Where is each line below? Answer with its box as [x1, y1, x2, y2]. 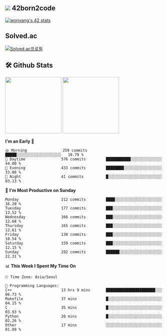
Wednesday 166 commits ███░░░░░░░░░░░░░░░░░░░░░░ [5, 214, 162, 219]
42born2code [11, 4, 56, 12]
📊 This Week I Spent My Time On [5, 263, 76, 269]
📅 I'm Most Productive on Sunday [5, 187, 76, 193]
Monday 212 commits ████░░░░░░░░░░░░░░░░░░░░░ [5, 197, 162, 202]
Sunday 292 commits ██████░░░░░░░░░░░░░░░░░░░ [5, 249, 162, 254]
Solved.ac [5, 32, 37, 40]
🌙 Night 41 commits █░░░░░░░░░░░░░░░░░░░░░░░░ [5, 174, 162, 179]
